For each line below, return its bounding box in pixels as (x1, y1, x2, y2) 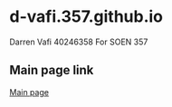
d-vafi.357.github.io (9, 6, 164, 27)
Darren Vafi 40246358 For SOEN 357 (9, 36, 148, 47)
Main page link (9, 63, 94, 78)
